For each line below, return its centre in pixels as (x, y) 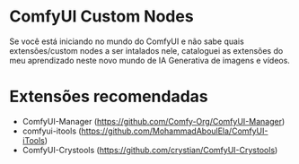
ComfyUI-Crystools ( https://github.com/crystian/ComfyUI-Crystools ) (150, 150)
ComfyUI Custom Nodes (102, 17)
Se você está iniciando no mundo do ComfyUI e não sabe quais (127, 41)
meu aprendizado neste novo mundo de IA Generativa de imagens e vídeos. (149, 60)
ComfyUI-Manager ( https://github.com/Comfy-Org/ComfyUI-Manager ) (154, 121)
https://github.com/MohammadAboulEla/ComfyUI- (175, 131)
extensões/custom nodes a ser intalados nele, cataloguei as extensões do (146, 50)
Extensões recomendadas (109, 97)
